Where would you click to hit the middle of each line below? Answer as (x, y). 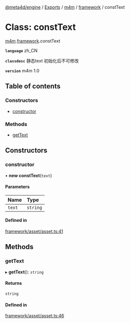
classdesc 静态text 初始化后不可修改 (42, 61)
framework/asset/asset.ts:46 (35, 316)
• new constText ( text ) (29, 175)
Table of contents (33, 86)
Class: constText (40, 27)
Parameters (17, 187)
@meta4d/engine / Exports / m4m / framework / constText (65, 7)
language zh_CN (21, 50)
